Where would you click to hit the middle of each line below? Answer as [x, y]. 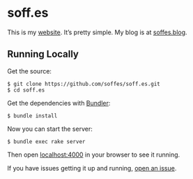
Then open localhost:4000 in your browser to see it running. [94, 155]
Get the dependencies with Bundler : [59, 103]
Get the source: [30, 71]
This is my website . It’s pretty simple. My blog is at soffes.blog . [97, 32]
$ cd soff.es [26, 90]
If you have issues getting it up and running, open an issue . [92, 168]
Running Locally [43, 54]
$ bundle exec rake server [46, 141]
